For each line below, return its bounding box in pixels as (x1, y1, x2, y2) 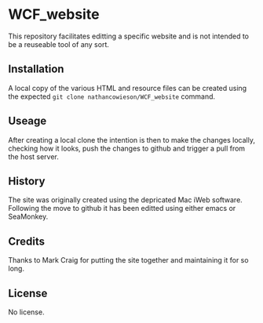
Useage (8, 114, 47, 128)
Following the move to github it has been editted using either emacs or (8, 204, 236, 213)
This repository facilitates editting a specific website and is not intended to (8, 31, 250, 41)
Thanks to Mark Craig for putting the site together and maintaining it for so (8, 256, 249, 265)
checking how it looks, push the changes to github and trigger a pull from (8, 143, 246, 153)
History (8, 174, 46, 187)
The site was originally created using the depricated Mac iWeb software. (8, 195, 243, 205)
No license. (8, 307, 45, 317)
